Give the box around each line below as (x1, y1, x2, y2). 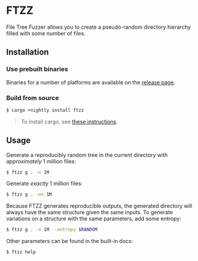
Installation (6, 47, 49, 57)
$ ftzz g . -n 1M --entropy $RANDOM (6, 227, 98, 233)
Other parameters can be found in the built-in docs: (6, 238, 133, 245)
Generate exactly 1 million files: (6, 180, 83, 187)
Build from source (6, 93, 59, 102)
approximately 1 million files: (6, 157, 77, 165)
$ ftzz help (6, 249, 36, 255)
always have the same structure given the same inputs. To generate (6, 209, 173, 216)
